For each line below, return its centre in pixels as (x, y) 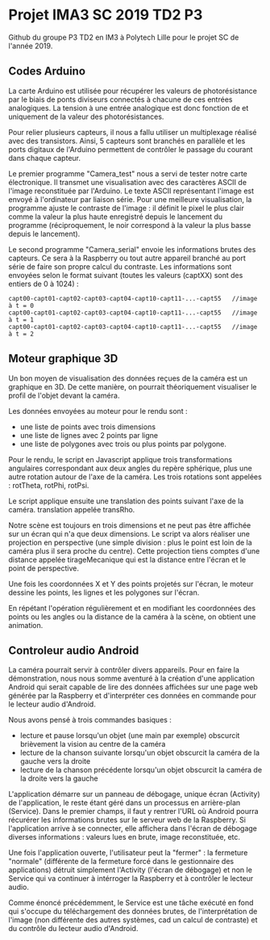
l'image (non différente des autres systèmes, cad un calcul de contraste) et (133, 920)
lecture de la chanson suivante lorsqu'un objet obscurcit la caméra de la (140, 752)
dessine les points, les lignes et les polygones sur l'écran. (104, 592)
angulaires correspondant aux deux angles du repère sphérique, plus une (130, 468)
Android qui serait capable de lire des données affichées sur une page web (133, 687)
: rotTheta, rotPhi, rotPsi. (49, 485)
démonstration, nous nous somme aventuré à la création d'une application (132, 679)
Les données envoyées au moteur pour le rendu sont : (98, 411)
